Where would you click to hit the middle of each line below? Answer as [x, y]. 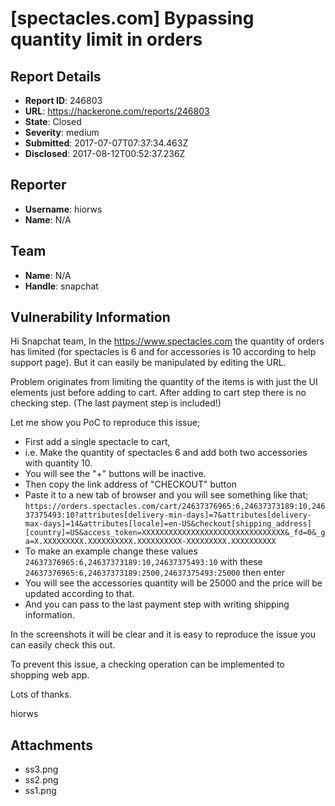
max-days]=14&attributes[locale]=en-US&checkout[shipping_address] [168, 524]
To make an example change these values [111, 551]
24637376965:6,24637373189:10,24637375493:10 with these [143, 562]
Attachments [52, 745]
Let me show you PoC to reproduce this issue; [105, 423]
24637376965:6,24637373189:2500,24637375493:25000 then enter [154, 573]
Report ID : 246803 [63, 100]
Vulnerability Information [90, 317]
